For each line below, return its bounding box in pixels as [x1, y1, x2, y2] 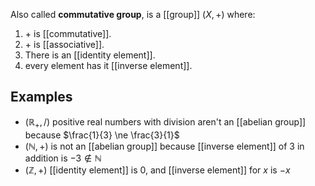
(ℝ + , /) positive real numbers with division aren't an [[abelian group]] [24, 115, 307, 130]
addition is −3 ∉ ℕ [24, 152, 102, 164]
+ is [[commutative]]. [24, 28, 112, 39]
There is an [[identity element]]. [24, 49, 156, 61]
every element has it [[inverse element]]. [24, 60, 193, 71]
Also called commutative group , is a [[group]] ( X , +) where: [10, 9, 256, 20]
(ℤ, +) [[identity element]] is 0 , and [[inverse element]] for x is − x [24, 164, 291, 176]
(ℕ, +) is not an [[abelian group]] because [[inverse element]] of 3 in [24, 140, 305, 152]
